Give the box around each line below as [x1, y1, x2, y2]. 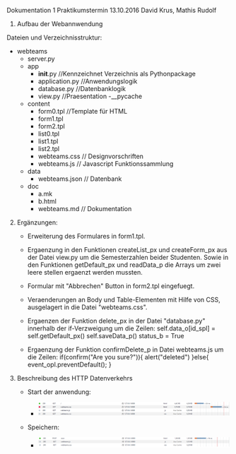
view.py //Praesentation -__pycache [37, 92, 143, 100]
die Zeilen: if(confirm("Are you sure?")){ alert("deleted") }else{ [27, 353, 209, 361]
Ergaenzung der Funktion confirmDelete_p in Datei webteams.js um [27, 345, 224, 354]
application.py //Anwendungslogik [37, 77, 138, 85]
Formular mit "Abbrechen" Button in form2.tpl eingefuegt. [27, 282, 195, 290]
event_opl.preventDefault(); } [27, 360, 112, 369]
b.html [37, 197, 57, 205]
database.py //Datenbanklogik [37, 85, 126, 92]
